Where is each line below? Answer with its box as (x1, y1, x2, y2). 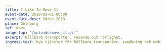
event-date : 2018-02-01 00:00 (5, 12, 68, 17)
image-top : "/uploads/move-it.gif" (5, 30, 79, 35)
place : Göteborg (5, 21, 39, 26)
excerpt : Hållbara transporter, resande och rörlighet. (5, 35, 123, 40)
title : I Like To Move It (5, 7, 58, 12)
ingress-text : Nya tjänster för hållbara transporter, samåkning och (5, 40, 152, 45)
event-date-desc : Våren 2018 (5, 16, 65, 21)
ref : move (5, 26, 26, 31)
